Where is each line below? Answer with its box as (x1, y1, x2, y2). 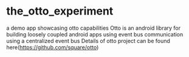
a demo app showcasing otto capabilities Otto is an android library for (6, 24, 181, 32)
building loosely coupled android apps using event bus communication (6, 30, 184, 38)
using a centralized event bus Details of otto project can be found (6, 37, 170, 44)
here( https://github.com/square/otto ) (6, 44, 99, 51)
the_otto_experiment (6, 4, 114, 18)
